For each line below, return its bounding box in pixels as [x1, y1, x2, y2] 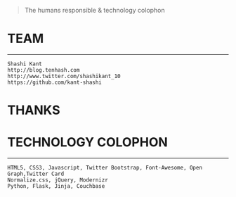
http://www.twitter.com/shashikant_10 [7, 72, 121, 80]
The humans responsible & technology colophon [24, 6, 165, 14]
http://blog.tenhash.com [7, 66, 80, 73]
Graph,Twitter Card [7, 170, 65, 178]
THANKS [7, 102, 61, 118]
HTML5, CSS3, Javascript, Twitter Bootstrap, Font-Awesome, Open [7, 165, 202, 172]
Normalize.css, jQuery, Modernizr [7, 177, 109, 184]
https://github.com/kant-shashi [7, 79, 102, 86]
